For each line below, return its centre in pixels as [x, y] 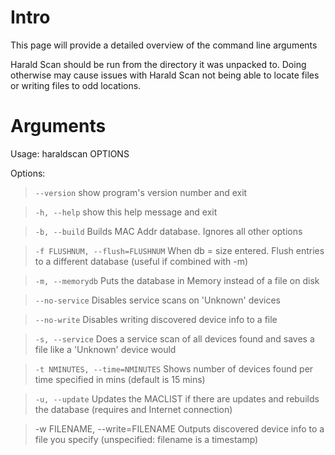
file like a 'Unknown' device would [105, 349]
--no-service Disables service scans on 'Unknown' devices [157, 300]
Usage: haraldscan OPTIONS [70, 153]
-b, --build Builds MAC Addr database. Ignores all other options [168, 231]
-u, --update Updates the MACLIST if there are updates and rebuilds [177, 398]
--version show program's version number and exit [141, 192]
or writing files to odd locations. [76, 85]
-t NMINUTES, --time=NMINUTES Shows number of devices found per [174, 368]
